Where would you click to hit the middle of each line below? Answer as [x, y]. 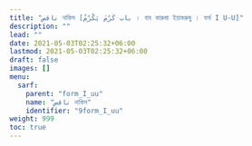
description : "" [40, 26]
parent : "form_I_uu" [64, 93]
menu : [19, 77]
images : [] [30, 69]
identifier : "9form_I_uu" [75, 111]
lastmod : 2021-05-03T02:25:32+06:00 [78, 52]
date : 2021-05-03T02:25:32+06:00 [73, 43]
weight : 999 [32, 119]
